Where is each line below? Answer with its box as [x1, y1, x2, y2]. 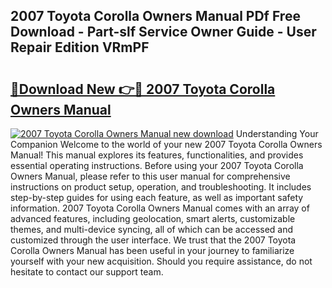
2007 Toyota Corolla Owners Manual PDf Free [10, 8, 301, 25]
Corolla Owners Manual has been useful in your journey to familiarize [10, 245, 295, 256]
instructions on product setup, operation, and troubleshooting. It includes [10, 181, 312, 193]
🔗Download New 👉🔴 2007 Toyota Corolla [10, 80, 276, 98]
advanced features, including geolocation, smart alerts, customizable [10, 213, 296, 224]
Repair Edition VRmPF [10, 39, 150, 56]
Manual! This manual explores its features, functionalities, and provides [10, 149, 304, 161]
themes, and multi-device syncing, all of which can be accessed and [10, 224, 294, 235]
